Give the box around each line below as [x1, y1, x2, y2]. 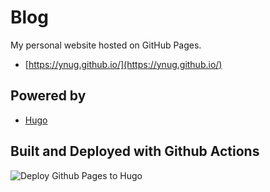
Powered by [10, 87, 87, 105]
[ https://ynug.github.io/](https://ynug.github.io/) [24, 58, 223, 70]
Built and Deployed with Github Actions [10, 143, 260, 160]
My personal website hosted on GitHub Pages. [10, 39, 202, 51]
